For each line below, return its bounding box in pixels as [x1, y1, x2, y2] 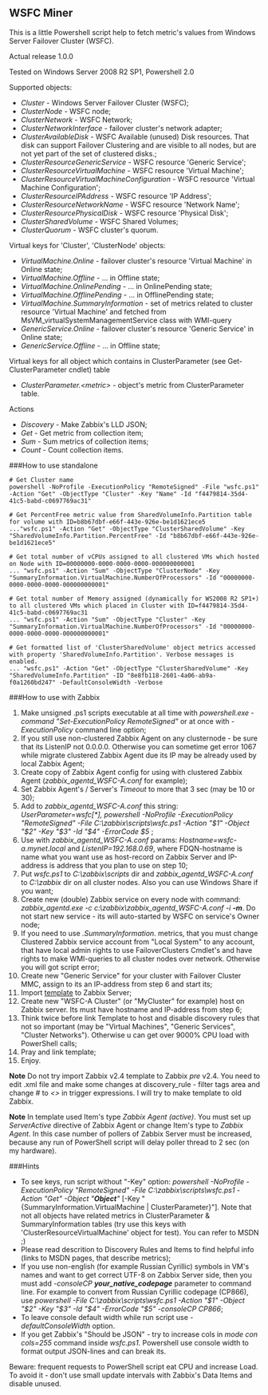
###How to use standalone [9, 460, 98, 470]
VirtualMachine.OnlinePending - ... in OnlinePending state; [20, 281, 212, 290]
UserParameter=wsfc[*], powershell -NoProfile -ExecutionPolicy [20, 809, 234, 819]
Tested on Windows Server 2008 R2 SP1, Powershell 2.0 [9, 67, 195, 77]
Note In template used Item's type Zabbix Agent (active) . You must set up [9, 1112, 252, 1121]
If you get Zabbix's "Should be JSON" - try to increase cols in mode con [20, 1329, 258, 1339]
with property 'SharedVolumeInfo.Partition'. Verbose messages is [9, 650, 235, 658]
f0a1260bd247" [9, 678, 57, 686]
